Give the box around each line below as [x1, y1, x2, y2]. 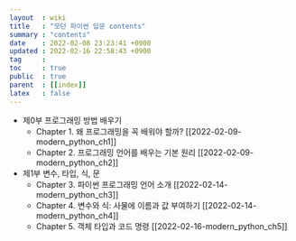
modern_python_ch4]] [35, 209, 119, 221]
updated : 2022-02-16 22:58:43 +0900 [9, 47, 152, 56]
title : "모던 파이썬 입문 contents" [9, 22, 146, 31]
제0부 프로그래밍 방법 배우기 [22, 115, 123, 125]
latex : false [9, 88, 70, 97]
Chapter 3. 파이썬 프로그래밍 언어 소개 [35, 179, 172, 190]
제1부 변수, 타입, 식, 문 [22, 168, 101, 179]
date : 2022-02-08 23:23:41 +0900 [9, 38, 152, 48]
